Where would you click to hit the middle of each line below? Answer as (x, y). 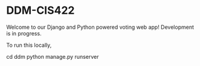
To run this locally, (29, 45)
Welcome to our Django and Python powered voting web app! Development (100, 27)
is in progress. (24, 33)
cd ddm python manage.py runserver (53, 56)
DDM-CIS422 (40, 10)
